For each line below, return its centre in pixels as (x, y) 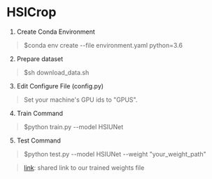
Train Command (40, 113)
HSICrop (31, 12)
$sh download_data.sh (56, 72)
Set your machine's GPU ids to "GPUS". (80, 100)
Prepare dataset (40, 59)
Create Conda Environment (56, 32)
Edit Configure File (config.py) (60, 86)
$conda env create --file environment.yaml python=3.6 (103, 45)
